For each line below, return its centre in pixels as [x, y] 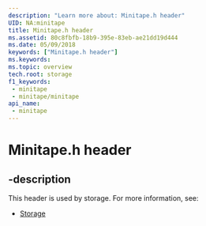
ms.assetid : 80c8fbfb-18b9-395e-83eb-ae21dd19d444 [93, 38]
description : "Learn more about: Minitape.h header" [97, 15]
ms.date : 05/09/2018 [42, 45]
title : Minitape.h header [51, 30]
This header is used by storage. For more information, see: [103, 198]
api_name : [24, 104]
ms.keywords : [30, 60]
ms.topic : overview [40, 67]
